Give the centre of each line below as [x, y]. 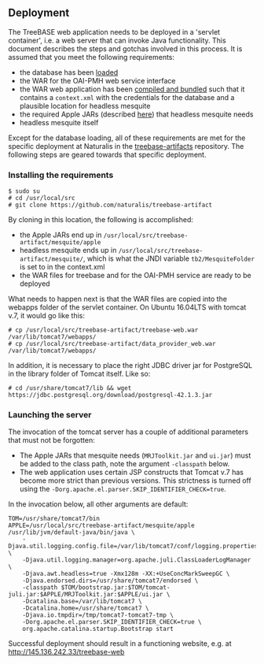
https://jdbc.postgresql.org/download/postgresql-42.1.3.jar [110, 395]
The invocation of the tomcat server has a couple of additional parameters [128, 432]
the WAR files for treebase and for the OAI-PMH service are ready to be [135, 276]
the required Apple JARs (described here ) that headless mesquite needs [136, 114]
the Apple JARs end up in [60, 235]
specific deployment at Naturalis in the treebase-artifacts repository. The [126, 146]
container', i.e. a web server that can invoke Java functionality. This [117, 40]
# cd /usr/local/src [42, 198]
